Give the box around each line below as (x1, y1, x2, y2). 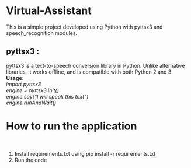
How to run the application (6, 120, 137, 132)
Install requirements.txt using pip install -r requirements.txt (14, 150, 156, 157)
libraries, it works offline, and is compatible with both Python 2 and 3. (6, 68, 173, 75)
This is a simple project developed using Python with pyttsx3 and (6, 23, 163, 30)
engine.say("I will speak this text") (6, 93, 89, 100)
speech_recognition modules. (6, 29, 78, 36)
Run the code (14, 156, 47, 163)
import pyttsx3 (6, 80, 41, 87)
